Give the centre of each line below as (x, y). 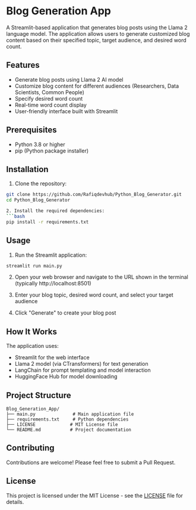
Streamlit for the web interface (52, 357)
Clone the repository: (41, 184)
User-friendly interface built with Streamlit (66, 111)
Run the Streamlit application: (51, 255)
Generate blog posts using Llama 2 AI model (69, 79)
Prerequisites (31, 130)
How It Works (32, 332)
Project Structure (39, 395)
